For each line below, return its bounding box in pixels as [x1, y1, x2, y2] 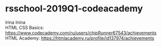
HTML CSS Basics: [5, 24, 44, 30]
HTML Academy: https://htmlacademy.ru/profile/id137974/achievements [5, 35, 154, 41]
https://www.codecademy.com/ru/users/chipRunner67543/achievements [5, 30, 157, 36]
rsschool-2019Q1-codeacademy [5, 3, 143, 14]
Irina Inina [5, 19, 26, 25]
